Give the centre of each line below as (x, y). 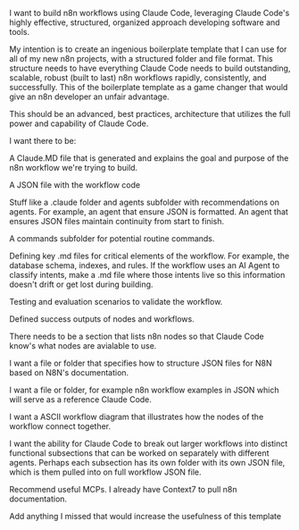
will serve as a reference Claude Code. (80, 400)
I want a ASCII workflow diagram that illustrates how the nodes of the (137, 416)
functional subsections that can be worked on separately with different (139, 453)
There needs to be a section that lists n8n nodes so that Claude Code (137, 336)
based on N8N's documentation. (69, 373)
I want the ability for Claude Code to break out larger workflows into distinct (149, 443)
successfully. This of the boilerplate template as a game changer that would (149, 87)
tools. (20, 32)
